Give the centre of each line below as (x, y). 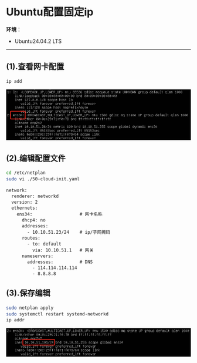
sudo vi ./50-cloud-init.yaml (43, 179)
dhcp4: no (33, 220)
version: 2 (25, 202)
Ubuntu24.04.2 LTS (38, 41)
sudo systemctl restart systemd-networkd (57, 314)
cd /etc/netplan (26, 173)
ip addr (16, 320)
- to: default (44, 244)
